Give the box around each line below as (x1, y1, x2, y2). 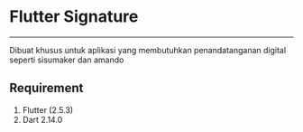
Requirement (9, 80, 84, 96)
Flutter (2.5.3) (22, 104, 74, 115)
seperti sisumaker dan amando (9, 54, 124, 65)
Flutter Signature (9, 6, 139, 27)
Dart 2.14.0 (22, 114, 63, 125)
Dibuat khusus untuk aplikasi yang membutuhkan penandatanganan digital (9, 44, 287, 55)
